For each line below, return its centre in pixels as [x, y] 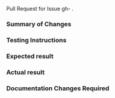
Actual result [26, 72]
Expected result [30, 56]
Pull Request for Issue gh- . [40, 9]
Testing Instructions [36, 40]
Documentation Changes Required [58, 88]
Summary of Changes [39, 24]
